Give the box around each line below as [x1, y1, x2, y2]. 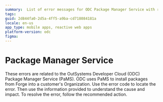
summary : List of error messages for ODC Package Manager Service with [5, 7, 155, 12]
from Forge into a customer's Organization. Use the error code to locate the [5, 81, 156, 87]
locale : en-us [5, 20, 34, 26]
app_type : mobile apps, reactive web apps [5, 25, 92, 30]
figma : [5, 34, 18, 39]
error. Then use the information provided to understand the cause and [5, 86, 145, 92]
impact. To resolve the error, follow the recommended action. [5, 91, 128, 97]
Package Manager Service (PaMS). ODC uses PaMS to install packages [5, 76, 148, 82]
